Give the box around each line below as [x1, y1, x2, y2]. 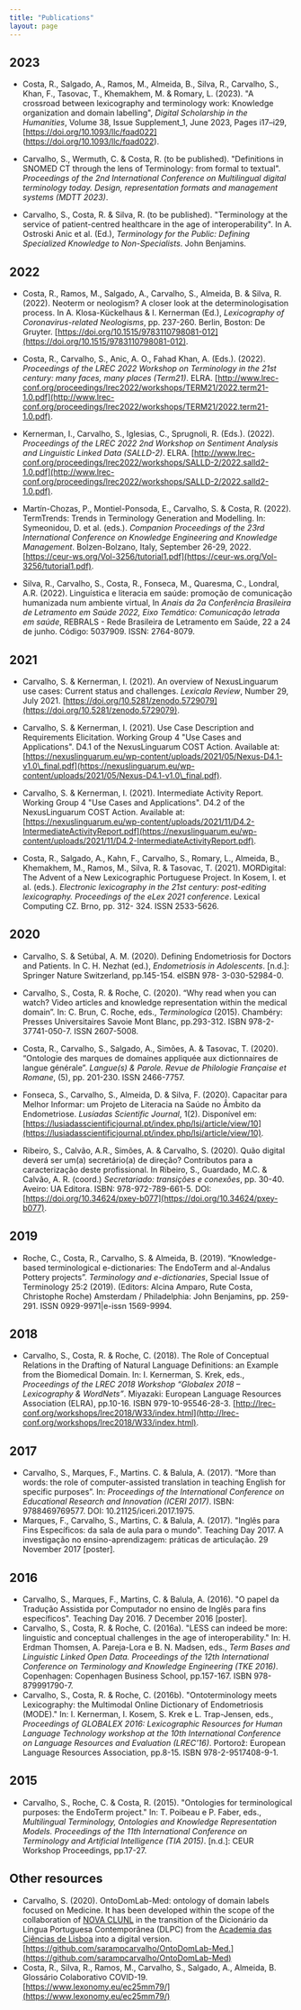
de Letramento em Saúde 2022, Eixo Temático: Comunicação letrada [22, 607, 280, 618]
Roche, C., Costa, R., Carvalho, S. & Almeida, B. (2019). [22, 1252, 226, 1263]
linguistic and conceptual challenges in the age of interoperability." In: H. [22, 1633, 291, 1642]
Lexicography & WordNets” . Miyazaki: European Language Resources [22, 1388, 281, 1399]
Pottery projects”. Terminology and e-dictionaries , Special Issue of [22, 1271, 270, 1282]
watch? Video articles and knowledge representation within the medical [22, 996, 288, 1007]
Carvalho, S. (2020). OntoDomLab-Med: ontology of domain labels [22, 1895, 270, 1905]
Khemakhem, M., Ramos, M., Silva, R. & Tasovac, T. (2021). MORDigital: [22, 862, 287, 873]
